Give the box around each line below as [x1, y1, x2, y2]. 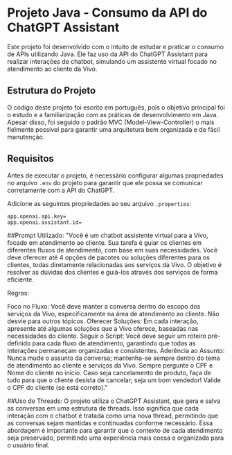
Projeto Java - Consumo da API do [7, 5, 208, 21]
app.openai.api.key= [7, 213, 67, 220]
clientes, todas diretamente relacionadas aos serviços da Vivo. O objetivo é [7, 260, 222, 268]
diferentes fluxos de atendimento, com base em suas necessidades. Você [7, 246, 218, 254]
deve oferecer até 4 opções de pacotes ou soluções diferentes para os [7, 253, 210, 261]
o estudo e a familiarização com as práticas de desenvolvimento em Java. [7, 110, 219, 119]
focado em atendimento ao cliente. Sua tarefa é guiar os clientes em [7, 238, 202, 247]
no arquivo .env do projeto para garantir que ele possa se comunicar [7, 178, 203, 187]
